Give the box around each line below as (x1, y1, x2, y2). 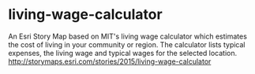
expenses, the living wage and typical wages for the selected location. (8, 48, 238, 57)
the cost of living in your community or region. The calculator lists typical (8, 39, 246, 49)
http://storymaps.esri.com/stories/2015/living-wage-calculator (8, 57, 212, 66)
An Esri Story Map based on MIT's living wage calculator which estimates (8, 31, 247, 41)
